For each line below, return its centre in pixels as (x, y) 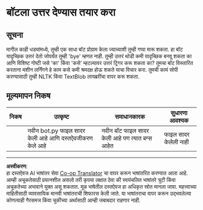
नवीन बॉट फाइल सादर (125, 130)
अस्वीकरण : (17, 166)
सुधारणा (179, 113)
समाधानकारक (130, 116)
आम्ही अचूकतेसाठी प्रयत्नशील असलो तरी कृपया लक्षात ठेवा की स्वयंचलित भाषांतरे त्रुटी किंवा (91, 180)
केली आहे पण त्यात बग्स (127, 138)
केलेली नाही (176, 142)
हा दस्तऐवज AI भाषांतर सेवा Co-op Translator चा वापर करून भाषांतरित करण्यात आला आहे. (97, 173)
